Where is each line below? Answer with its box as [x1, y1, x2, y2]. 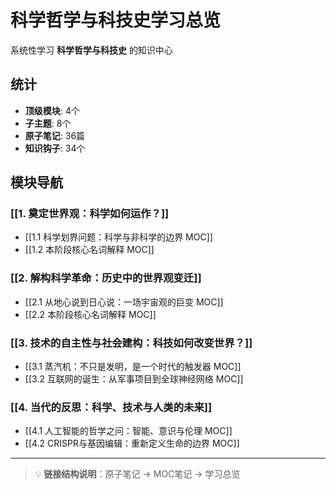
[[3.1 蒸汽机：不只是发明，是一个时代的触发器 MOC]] [24, 361, 242, 373]
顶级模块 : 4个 [24, 104, 80, 116]
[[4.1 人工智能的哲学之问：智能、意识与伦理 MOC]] [24, 425, 233, 437]
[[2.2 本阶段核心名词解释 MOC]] [24, 308, 157, 320]
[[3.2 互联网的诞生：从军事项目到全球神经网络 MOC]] [24, 373, 244, 385]
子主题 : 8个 [24, 117, 72, 129]
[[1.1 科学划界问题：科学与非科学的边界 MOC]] [24, 231, 213, 243]
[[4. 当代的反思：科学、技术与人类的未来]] [10, 400, 213, 414]
